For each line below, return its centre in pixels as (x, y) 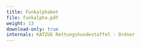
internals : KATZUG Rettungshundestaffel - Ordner (71, 35)
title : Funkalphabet (33, 12)
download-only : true (33, 29)
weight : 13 (20, 23)
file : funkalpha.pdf (33, 18)
